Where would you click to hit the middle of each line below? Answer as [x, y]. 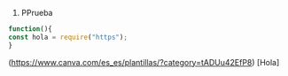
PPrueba [37, 13]
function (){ [30, 29]
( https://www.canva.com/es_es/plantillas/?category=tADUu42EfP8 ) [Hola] [144, 62]
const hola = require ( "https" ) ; [68, 37]
